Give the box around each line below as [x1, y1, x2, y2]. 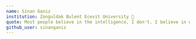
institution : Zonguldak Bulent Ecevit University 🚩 [6, 14, 134, 19]
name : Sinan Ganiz [6, 8, 51, 14]
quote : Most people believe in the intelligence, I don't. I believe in [6, 19, 187, 25]
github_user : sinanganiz [6, 24, 66, 30]
